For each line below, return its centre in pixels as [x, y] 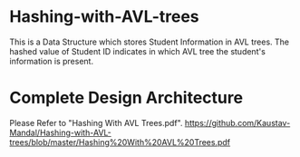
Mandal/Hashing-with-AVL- [60, 132]
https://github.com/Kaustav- [237, 123]
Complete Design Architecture [126, 98]
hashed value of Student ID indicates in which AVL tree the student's [137, 51]
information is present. [51, 61]
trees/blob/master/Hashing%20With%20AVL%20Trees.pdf [120, 142]
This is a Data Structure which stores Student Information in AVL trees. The [150, 42]
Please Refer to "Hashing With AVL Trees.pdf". [96, 123]
